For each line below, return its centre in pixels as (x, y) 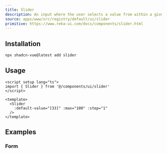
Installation (23, 43)
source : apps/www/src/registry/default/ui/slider (58, 19)
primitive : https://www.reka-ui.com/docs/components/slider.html (74, 24)
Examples (21, 132)
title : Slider (20, 10)
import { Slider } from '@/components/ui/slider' (58, 86)
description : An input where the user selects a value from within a (79, 14)
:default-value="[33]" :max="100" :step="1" (61, 108)
